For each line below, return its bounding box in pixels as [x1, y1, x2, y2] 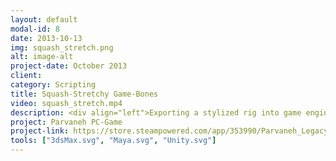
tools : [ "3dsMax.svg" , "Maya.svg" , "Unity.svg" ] [10, 136, 217, 146]
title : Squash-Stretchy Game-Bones [10, 89, 159, 99]
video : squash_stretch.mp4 [10, 98, 123, 108]
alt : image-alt [10, 52, 74, 62]
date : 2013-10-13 [10, 33, 83, 43]
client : [10, 71, 43, 81]
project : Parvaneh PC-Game [10, 117, 123, 127]
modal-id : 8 [10, 24, 60, 34]
